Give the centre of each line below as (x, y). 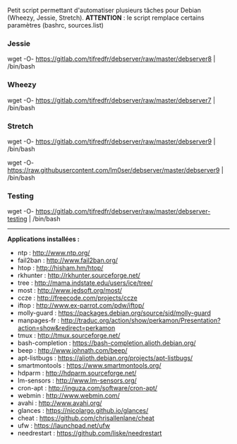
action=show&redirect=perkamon (66, 328)
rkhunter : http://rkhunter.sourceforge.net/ (79, 276)
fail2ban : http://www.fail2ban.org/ (68, 260)
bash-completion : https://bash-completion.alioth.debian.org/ (107, 343)
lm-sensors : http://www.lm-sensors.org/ (77, 380)
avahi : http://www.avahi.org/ (60, 403)
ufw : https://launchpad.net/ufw (64, 426)
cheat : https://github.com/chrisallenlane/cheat (86, 418)
